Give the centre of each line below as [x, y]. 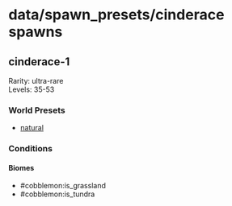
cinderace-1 [39, 62]
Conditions [30, 149]
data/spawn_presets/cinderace [116, 15]
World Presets [37, 110]
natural [32, 128]
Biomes [21, 167]
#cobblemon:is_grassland [63, 186]
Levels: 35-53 [32, 89]
